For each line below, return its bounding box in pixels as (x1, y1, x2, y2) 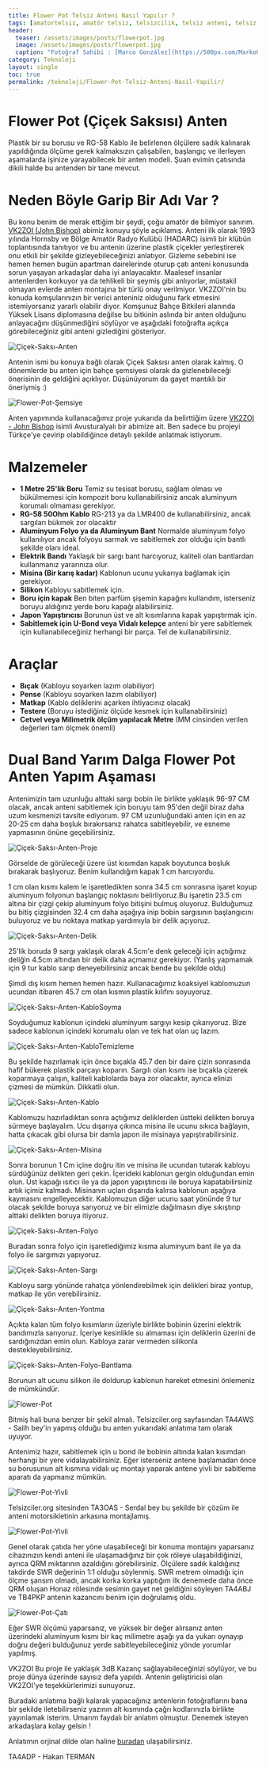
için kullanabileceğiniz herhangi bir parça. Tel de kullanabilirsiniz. (19, 627, 232, 637)
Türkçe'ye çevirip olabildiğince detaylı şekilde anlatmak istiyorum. (8, 430, 222, 440)
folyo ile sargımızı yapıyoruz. (8, 1250, 101, 1259)
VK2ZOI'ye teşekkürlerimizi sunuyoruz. (8, 1681, 136, 1690)
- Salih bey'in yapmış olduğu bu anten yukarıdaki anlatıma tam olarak (8, 1423, 234, 1433)
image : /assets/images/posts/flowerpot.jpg (15, 41, 161, 49)
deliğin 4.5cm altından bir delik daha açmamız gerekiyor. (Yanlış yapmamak (8, 955, 253, 965)
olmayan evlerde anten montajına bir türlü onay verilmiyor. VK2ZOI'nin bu (8, 284, 247, 294)
